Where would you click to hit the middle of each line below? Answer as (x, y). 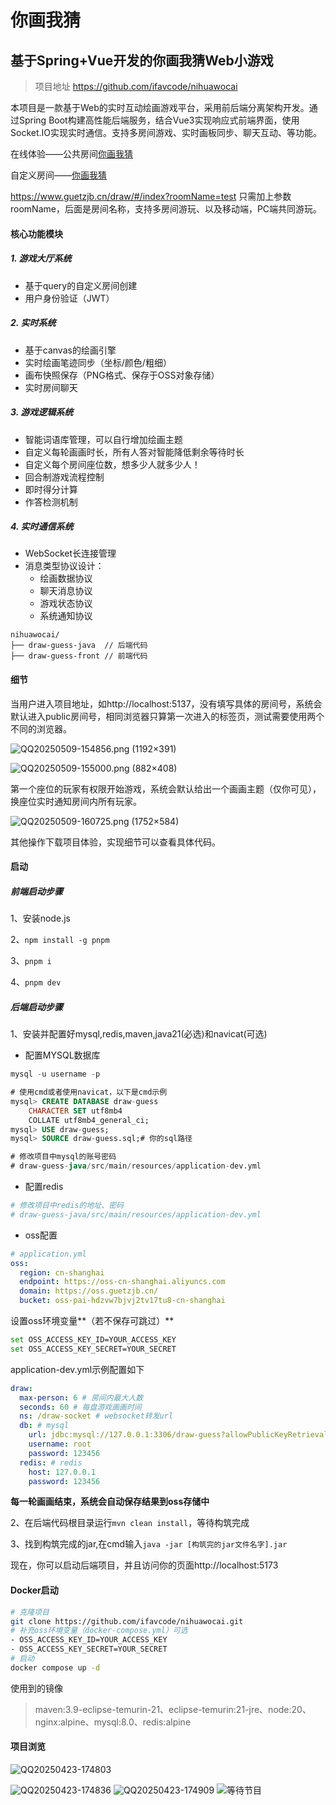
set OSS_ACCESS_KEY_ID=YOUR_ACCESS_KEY (93, 1340)
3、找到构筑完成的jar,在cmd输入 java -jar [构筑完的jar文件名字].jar (149, 1544)
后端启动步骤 (36, 1007)
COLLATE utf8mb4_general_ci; (89, 1120)
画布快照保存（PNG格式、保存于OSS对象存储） (122, 375)
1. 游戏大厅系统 (41, 258)
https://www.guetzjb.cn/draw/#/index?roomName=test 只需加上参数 (151, 196)
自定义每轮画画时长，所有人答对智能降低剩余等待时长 (134, 452)
